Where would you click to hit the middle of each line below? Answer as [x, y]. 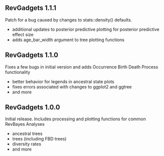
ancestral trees [27, 134]
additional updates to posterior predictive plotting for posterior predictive [86, 29]
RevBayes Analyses [25, 124]
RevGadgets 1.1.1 [31, 8]
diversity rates [27, 144]
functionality [18, 72]
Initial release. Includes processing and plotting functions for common [75, 119]
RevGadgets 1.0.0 [33, 107]
